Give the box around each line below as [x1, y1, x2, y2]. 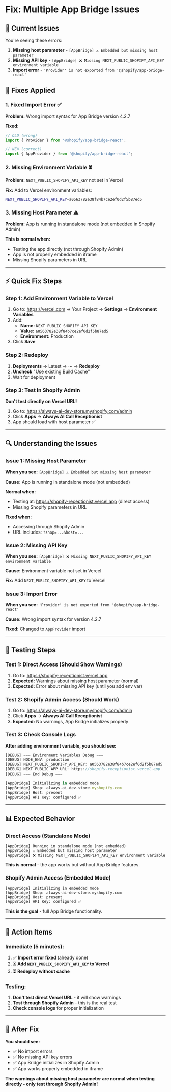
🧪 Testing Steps [5, 646, 56, 654]
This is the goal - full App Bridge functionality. [5, 908, 103, 914]
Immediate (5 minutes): [5, 943, 65, 950]
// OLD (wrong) [5, 132, 38, 138]
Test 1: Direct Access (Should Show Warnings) [5, 661, 122, 668]
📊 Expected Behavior [5, 814, 75, 823]
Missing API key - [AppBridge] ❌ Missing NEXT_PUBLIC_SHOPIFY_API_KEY [12, 57, 164, 63]
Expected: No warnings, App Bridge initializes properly [12, 718, 129, 725]
